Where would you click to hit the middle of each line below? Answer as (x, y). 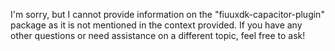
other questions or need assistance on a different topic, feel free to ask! (158, 35)
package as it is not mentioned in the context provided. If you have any (156, 25)
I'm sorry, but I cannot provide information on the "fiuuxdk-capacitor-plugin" (167, 14)
